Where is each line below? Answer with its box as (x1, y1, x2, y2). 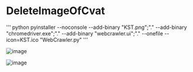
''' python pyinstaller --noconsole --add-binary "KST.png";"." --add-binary (6, 24, 187, 31)
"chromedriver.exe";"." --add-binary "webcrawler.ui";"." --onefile (6, 30, 164, 37)
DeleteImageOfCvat (6, 4, 105, 18)
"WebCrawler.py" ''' (39, 36, 88, 43)
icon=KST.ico (6, 36, 39, 43)
